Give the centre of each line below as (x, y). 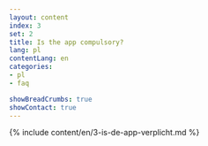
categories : (31, 67)
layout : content (39, 17)
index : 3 (25, 26)
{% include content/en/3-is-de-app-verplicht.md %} (104, 133)
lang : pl (25, 50)
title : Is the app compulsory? (67, 42)
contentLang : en (39, 58)
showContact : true (43, 107)
